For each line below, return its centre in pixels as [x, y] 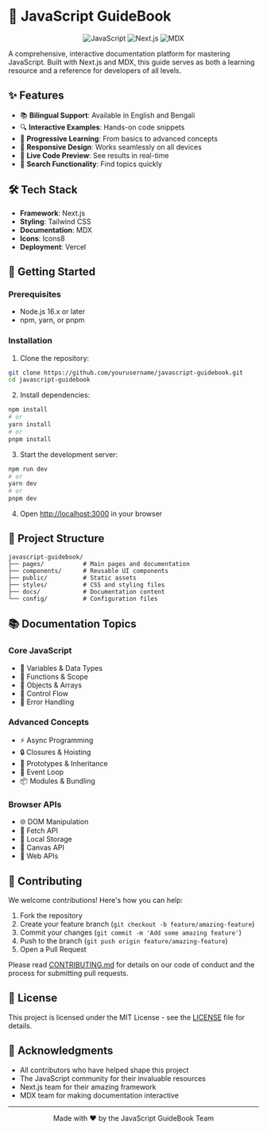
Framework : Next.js [52, 213]
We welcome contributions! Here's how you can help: [96, 900]
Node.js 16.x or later [52, 312]
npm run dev [28, 469]
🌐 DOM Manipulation [54, 822]
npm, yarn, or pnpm [52, 320]
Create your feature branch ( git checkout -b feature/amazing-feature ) [137, 924]
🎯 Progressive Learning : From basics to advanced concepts [119, 138]
